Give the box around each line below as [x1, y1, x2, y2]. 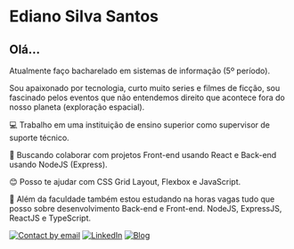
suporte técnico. [9, 132, 69, 143]
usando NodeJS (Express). [9, 159, 109, 170]
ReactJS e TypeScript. [9, 212, 92, 223]
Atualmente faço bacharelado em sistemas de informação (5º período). [9, 65, 270, 76]
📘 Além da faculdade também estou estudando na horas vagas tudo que [9, 194, 275, 204]
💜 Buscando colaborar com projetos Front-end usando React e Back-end [9, 150, 277, 160]
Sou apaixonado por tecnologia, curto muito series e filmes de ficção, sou [9, 83, 281, 93]
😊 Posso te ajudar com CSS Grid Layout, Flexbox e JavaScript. [9, 177, 241, 187]
